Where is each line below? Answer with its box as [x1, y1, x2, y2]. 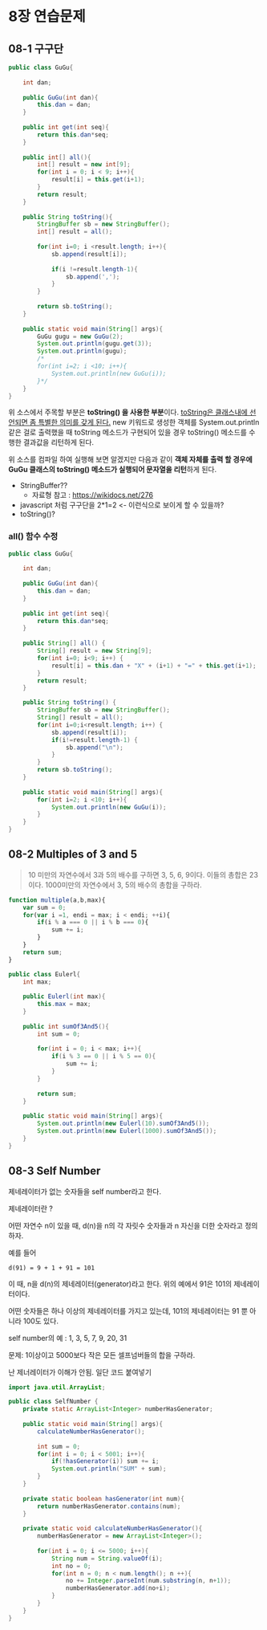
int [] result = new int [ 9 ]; [37, 161, 131, 169]
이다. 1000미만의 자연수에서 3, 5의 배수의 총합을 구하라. [27, 880, 202, 890]
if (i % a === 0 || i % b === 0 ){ [37, 919, 149, 927]
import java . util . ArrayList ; [8, 1383, 106, 1392]
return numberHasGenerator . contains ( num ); [37, 1502, 181, 1510]
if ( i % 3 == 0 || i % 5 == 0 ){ [51, 1053, 156, 1061]
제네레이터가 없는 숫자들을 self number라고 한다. [8, 1186, 162, 1196]
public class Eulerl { [8, 970, 81, 978]
